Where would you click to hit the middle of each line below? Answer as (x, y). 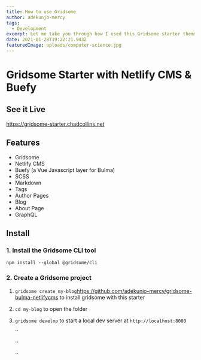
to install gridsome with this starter (102, 297)
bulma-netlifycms (36, 297)
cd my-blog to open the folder (51, 308)
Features (23, 143)
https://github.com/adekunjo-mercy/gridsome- (135, 291)
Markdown (28, 183)
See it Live (26, 109)
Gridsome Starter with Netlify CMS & (99, 75)
